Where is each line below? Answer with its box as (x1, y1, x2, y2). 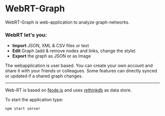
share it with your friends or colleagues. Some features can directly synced (5, 68, 157, 74)
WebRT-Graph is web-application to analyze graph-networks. (5, 19, 130, 25)
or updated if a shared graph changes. (5, 73, 83, 79)
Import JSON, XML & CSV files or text (12, 43, 89, 49)
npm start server (5, 106, 41, 111)
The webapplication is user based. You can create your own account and (5, 62, 153, 69)
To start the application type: (5, 97, 63, 103)
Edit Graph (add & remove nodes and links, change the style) (12, 48, 136, 54)
